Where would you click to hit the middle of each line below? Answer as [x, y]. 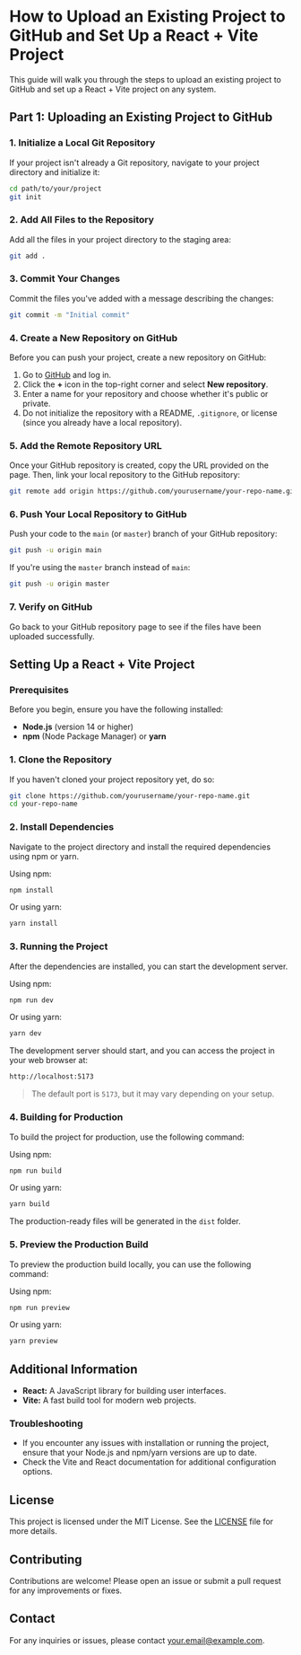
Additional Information [73, 1369]
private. [36, 404]
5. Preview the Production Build [79, 1245]
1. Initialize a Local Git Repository [82, 143]
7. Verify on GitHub [51, 607]
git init [26, 197]
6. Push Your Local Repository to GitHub [98, 515]
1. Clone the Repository [60, 760]
